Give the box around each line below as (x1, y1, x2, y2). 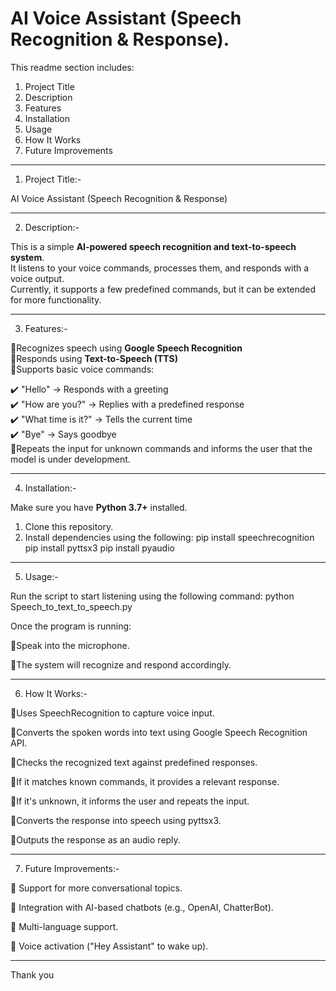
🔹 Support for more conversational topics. (10, 882, 183, 894)
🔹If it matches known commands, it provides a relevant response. (10, 775, 280, 787)
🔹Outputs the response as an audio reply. (10, 833, 181, 846)
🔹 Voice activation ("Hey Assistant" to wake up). (10, 940, 209, 952)
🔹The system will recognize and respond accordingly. (10, 658, 232, 671)
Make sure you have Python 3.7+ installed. (10, 501, 188, 513)
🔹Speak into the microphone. (10, 639, 130, 651)
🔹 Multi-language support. (10, 920, 119, 932)
